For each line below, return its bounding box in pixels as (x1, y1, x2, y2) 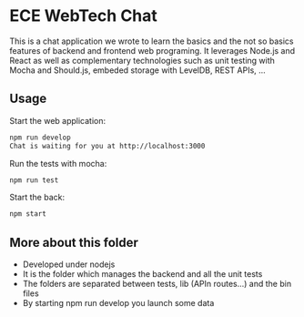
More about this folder (9, 234, 139, 251)
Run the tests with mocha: (9, 158, 107, 169)
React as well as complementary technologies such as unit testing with (9, 55, 276, 66)
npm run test (9, 175, 59, 185)
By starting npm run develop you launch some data (22, 298, 215, 309)
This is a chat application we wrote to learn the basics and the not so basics (9, 36, 294, 46)
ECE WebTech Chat (9, 5, 157, 26)
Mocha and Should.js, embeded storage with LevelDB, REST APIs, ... (9, 65, 266, 76)
